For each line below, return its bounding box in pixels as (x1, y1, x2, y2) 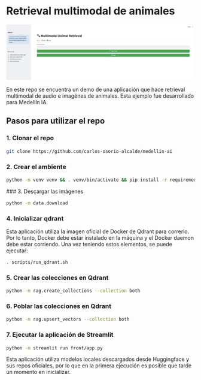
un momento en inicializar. (6, 369, 71, 376)
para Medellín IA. (6, 99, 48, 106)
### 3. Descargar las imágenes (6, 188, 84, 195)
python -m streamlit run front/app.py (6, 345, 103, 351)
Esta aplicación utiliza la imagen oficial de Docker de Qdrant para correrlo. (6, 228, 190, 235)
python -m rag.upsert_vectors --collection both (6, 316, 130, 322)
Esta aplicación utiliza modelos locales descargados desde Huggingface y (6, 355, 190, 363)
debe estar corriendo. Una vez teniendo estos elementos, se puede (6, 240, 172, 248)
